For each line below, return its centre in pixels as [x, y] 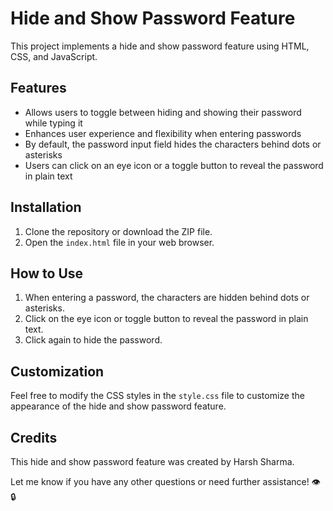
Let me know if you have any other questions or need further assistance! [160, 481]
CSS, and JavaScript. [54, 56]
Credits [34, 437]
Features [38, 88]
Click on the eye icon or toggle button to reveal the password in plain [166, 319]
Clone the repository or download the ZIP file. [118, 231]
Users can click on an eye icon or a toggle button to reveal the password [174, 165]
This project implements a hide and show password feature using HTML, [160, 46]
